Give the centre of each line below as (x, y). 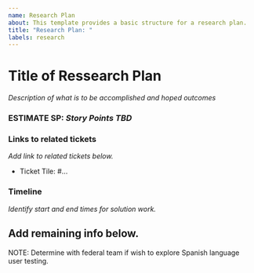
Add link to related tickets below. (61, 156)
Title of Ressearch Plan (85, 76)
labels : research (36, 37)
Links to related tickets (52, 140)
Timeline (25, 191)
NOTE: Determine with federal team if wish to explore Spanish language (124, 253)
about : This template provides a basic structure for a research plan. (127, 23)
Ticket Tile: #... (44, 171)
